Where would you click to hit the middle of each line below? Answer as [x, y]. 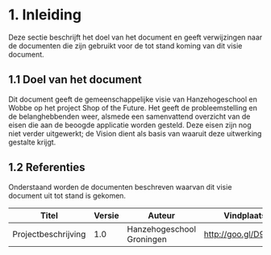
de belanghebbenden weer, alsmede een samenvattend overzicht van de [129, 116]
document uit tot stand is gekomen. [67, 195]
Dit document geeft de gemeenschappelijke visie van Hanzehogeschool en [133, 99]
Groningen [147, 239]
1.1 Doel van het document [75, 79]
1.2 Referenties [47, 167]
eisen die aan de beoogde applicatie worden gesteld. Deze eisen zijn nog [130, 125]
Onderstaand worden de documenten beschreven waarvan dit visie [120, 186]
